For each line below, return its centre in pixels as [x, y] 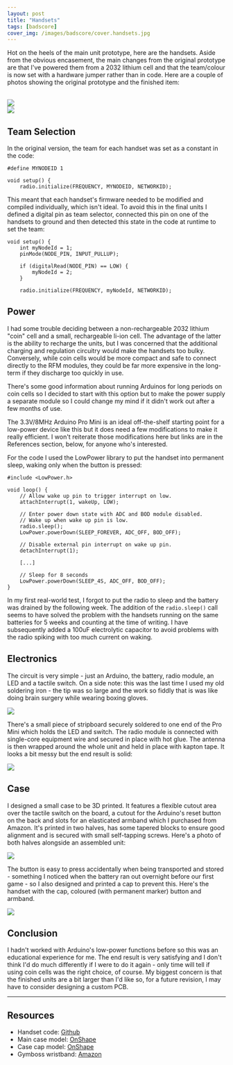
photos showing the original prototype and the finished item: [94, 82]
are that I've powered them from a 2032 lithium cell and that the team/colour [116, 67]
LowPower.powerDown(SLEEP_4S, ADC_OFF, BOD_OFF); [93, 581]
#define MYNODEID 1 [35, 169]
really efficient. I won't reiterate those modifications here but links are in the [115, 437]
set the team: [26, 229]
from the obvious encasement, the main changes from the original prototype [116, 60]
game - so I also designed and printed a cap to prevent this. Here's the [108, 884]
